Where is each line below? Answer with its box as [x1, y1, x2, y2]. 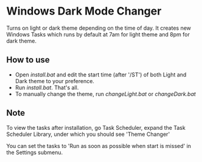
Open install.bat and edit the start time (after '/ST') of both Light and [15, 71, 187, 78]
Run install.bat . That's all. [15, 84, 79, 91]
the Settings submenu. [6, 149, 63, 156]
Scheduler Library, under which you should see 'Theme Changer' [6, 130, 170, 138]
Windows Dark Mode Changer [6, 4, 162, 18]
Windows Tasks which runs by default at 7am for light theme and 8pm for [6, 30, 190, 38]
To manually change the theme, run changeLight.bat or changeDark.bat [15, 90, 196, 98]
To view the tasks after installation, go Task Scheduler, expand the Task [6, 124, 186, 131]
